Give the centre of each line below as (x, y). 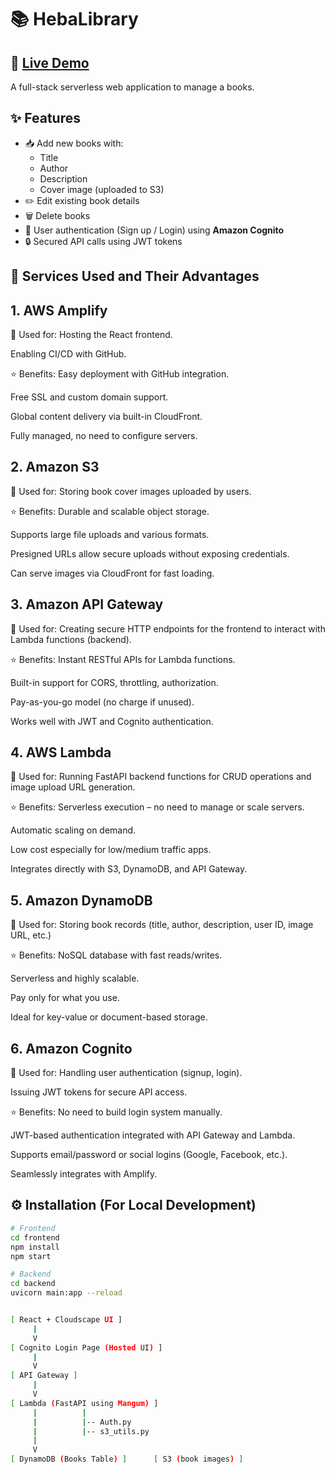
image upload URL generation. (73, 787)
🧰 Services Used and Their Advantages (135, 276)
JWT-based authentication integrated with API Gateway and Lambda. (153, 1135)
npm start (31, 1256)
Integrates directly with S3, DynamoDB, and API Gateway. (129, 869)
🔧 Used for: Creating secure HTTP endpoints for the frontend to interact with (168, 628)
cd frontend (35, 1237)
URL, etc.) (31, 935)
